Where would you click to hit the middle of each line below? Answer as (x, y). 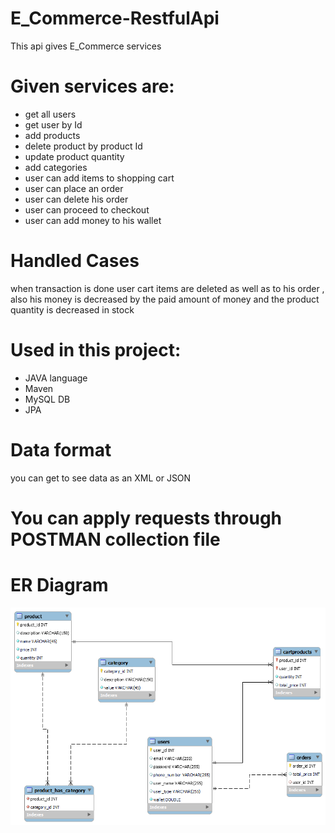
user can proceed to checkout (87, 209)
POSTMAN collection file (115, 539)
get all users (50, 114)
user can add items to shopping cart (99, 178)
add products (52, 135)
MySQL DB (47, 399)
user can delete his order (76, 199)
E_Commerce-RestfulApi (115, 18)
